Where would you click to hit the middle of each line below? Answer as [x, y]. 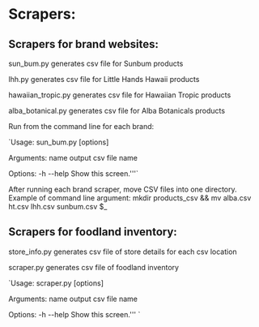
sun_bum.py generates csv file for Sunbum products [96, 63]
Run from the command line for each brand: [81, 126]
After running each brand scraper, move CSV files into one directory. [123, 189]
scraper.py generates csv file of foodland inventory [94, 267]
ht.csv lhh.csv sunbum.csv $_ [58, 207]
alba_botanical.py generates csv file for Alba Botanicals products [117, 111]
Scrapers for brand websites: [84, 44]
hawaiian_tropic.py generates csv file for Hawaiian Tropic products [120, 95]
